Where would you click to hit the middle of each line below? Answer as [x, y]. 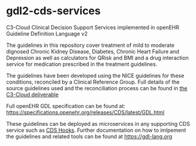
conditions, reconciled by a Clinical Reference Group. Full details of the [93, 82]
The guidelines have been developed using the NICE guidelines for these [95, 75]
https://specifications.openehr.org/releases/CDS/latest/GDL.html [85, 112]
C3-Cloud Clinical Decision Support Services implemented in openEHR [93, 27]
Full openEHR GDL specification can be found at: [66, 106]
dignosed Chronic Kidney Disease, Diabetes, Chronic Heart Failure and [93, 51]
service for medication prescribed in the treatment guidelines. [82, 64]
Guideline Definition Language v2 [47, 33]
